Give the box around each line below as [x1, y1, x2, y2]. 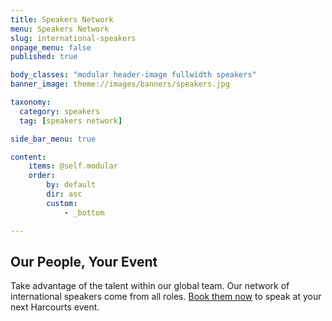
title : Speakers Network [10, 14, 114, 25]
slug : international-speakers [10, 33, 137, 43]
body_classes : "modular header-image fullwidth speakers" [10, 70, 257, 80]
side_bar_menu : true [10, 134, 97, 144]
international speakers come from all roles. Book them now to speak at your [10, 291, 322, 303]
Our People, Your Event [10, 253, 158, 270]
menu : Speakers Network [10, 24, 110, 34]
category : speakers [19, 106, 101, 116]
